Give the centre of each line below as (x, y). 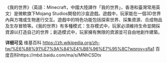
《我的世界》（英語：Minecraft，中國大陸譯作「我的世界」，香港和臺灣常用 (81, 7)
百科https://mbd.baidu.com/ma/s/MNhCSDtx (55, 55)
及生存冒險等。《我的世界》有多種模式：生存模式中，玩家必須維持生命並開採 (83, 26)
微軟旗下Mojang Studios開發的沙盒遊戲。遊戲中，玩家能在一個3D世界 (89, 13)
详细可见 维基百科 (23, 43)
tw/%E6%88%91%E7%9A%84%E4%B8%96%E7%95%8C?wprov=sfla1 (80, 49)
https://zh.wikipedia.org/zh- (71, 43)
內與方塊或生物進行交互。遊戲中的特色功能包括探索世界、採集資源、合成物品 (84, 20)
